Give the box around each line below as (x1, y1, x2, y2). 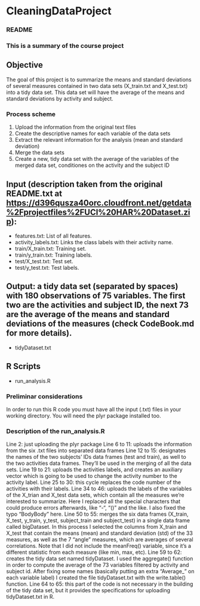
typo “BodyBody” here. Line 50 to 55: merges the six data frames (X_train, (6, 510, 189, 518)
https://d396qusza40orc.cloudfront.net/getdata (6, 197, 192, 208)
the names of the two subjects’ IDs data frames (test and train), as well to (6, 453, 186, 461)
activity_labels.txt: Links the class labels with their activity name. (14, 238, 174, 246)
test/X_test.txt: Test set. (14, 257, 73, 264)
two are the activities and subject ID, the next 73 (6, 300, 189, 310)
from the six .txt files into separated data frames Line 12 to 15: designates (6, 447, 186, 454)
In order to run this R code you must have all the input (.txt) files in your (6, 406, 181, 413)
